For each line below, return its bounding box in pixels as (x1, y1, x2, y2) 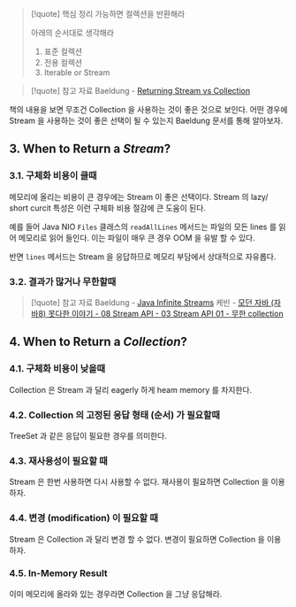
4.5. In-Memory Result (9, 567, 108, 580)
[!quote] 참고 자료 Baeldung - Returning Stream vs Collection (30, 86, 250, 96)
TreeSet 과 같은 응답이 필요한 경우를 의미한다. (9, 430, 168, 441)
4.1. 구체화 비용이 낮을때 (9, 363, 106, 375)
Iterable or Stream (43, 67, 110, 78)
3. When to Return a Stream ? (9, 142, 171, 157)
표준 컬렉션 (43, 46, 82, 57)
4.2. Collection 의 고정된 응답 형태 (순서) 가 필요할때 (9, 409, 221, 421)
